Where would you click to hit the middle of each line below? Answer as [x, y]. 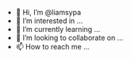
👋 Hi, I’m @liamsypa [48, 12]
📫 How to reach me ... [52, 47]
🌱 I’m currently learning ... [58, 29]
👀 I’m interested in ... [49, 21]
